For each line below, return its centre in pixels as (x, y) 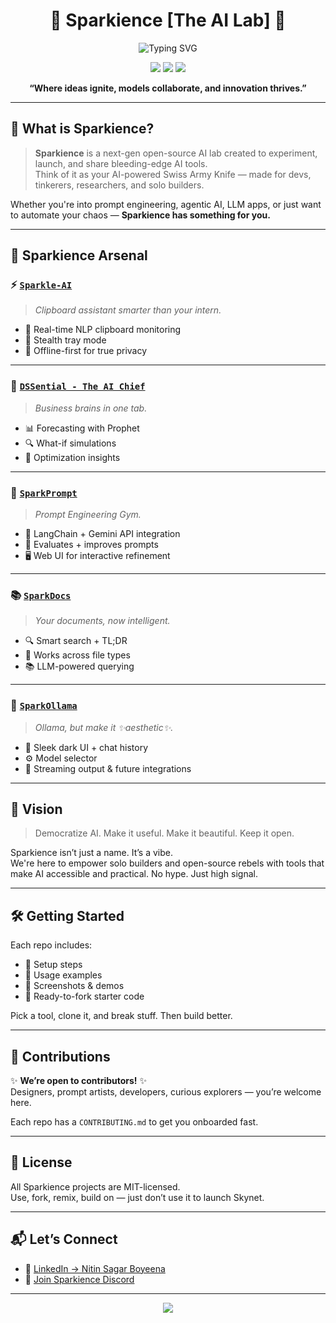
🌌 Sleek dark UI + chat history (86, 747)
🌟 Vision (36, 809)
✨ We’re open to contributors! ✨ (79, 1081)
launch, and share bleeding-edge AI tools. (121, 163)
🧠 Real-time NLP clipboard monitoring (103, 330)
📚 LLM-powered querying (79, 666)
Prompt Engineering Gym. (88, 515)
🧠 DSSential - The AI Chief (78, 386)
